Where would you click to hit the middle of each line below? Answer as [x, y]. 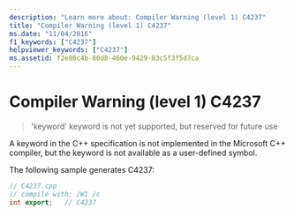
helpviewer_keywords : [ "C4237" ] [68, 50]
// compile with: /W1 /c [55, 194]
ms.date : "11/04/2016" [51, 34]
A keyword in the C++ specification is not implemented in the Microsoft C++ [148, 143]
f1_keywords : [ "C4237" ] [53, 42]
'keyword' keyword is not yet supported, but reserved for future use [154, 126]
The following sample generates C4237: [82, 169]
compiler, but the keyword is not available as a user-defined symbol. [133, 153]
